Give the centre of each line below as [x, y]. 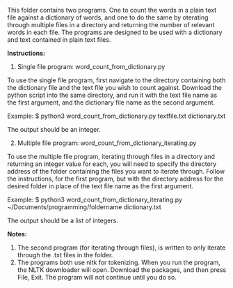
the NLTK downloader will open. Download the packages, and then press [122, 270]
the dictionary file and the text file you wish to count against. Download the [115, 88]
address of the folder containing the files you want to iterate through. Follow [116, 171]
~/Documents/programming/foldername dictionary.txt [84, 207]
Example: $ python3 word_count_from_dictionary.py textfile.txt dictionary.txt [116, 116]
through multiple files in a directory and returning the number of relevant [111, 25]
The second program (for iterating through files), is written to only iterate [121, 248]
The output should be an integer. [54, 129]
